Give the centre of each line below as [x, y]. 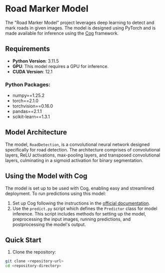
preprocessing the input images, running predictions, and [71, 219]
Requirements [27, 49]
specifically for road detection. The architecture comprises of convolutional [83, 149]
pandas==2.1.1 [27, 111]
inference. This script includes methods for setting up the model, [79, 213]
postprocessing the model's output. [49, 224]
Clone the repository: [34, 252]
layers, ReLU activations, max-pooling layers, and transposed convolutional [83, 155]
